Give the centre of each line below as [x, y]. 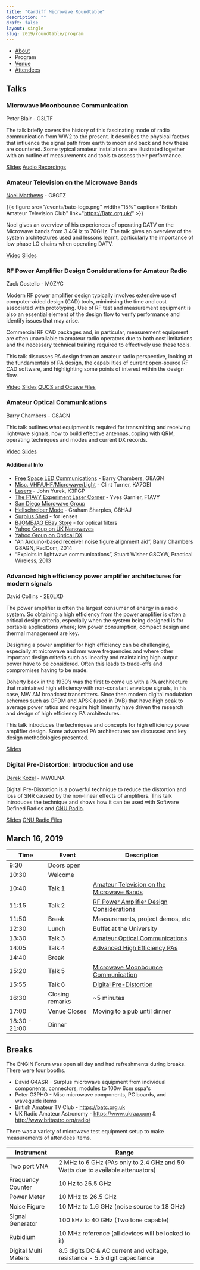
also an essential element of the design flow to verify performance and [93, 314]
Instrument [31, 1153]
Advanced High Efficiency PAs [135, 948]
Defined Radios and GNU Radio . [45, 808]
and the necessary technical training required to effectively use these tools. [99, 345]
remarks [60, 1002]
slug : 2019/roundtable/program [45, 34]
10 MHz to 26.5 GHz [88, 1197]
